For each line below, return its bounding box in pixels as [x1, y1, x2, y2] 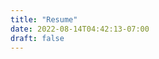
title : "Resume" [10, 14, 78, 25]
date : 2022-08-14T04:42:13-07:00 [10, 24, 150, 34]
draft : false [10, 33, 65, 43]
